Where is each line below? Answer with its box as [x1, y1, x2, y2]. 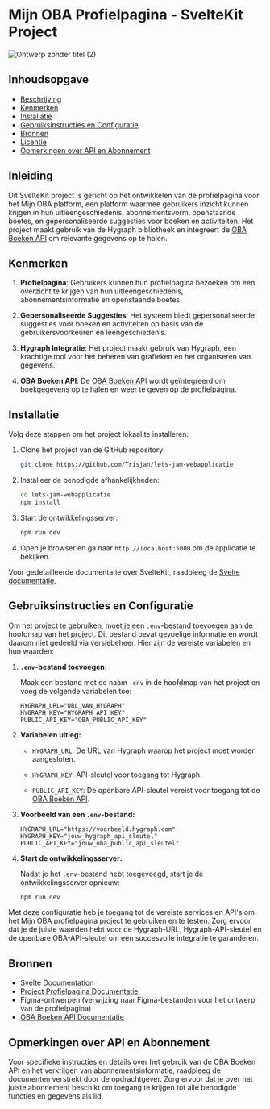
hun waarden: [8, 646, 55, 656]
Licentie [19, 137, 47, 147]
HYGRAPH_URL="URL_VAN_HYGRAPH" [19, 701, 126, 710]
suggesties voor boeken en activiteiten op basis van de [19, 319, 204, 329]
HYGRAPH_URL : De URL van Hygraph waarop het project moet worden [31, 746, 256, 755]
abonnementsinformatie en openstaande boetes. [19, 295, 183, 305]
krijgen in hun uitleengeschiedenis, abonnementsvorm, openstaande [8, 207, 236, 217]
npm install [19, 498, 60, 506]
